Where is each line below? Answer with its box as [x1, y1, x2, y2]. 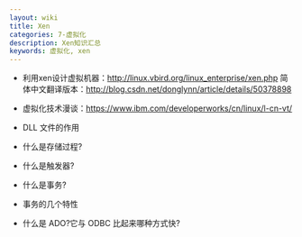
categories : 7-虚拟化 [9, 30, 87, 39]
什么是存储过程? [22, 141, 83, 152]
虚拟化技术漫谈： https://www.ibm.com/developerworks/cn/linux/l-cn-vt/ [22, 103, 293, 114]
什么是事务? [22, 179, 67, 190]
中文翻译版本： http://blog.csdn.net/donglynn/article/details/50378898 [30, 84, 292, 95]
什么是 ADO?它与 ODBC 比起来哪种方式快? [22, 218, 180, 229]
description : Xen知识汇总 [9, 38, 102, 48]
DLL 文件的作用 [22, 123, 79, 133]
